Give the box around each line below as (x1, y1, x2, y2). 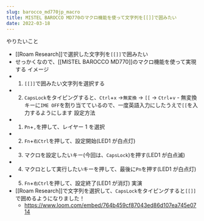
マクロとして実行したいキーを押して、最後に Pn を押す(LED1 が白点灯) (24, 166, 197, 173)
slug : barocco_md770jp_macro (6, 9, 80, 15)
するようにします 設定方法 (29, 109, 96, 116)
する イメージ (15, 66, 49, 73)
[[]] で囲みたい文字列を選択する (24, 80, 105, 87)
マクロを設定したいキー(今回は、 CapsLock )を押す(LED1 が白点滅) (24, 152, 186, 159)
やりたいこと (6, 38, 38, 45)
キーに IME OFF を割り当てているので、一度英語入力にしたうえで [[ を (24, 102, 193, 109)
